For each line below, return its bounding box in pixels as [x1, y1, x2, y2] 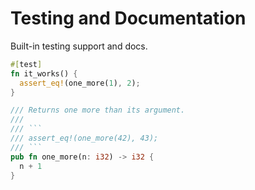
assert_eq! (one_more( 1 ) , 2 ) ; [19, 78, 141, 88]
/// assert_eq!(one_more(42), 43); [10, 133, 159, 144]
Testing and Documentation [10, 7, 247, 30]
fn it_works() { [10, 68, 78, 79]
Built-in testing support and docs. [10, 40, 148, 52]
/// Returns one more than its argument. [10, 105, 186, 116]
